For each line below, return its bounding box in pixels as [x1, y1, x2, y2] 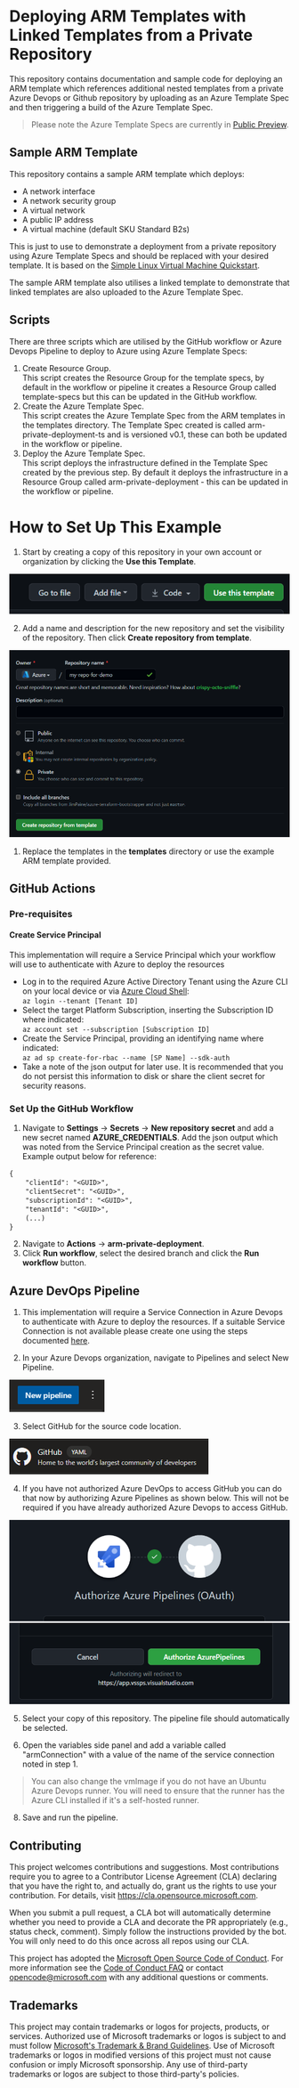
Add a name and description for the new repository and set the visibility [21, 623, 285, 634]
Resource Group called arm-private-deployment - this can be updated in [21, 476, 288, 487]
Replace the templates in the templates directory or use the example [21, 846, 275, 857]
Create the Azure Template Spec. [21, 401, 145, 411]
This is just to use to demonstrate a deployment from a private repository [9, 240, 277, 251]
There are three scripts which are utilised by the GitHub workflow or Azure [9, 336, 282, 346]
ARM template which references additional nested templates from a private [9, 83, 284, 93]
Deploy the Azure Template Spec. [21, 448, 146, 459]
